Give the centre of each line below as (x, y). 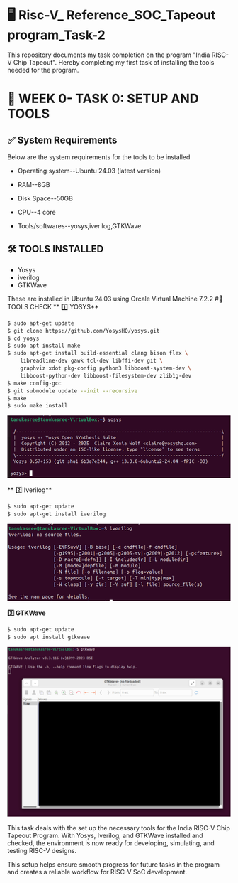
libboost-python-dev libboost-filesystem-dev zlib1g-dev (106, 375)
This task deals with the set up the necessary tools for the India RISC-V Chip (119, 828)
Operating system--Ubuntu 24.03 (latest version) (89, 171)
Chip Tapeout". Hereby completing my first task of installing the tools (114, 62)
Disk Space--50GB (45, 198)
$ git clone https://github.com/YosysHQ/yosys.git (84, 331)
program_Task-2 (57, 35)
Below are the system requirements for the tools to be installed (99, 157)
